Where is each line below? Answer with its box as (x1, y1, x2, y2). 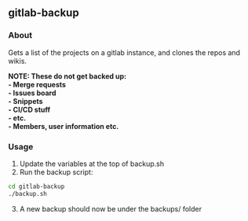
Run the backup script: (19, 167, 93, 176)
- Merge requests (8, 79, 67, 89)
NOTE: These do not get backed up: (8, 71, 127, 81)
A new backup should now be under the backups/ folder (19, 204, 202, 213)
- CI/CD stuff (8, 105, 51, 114)
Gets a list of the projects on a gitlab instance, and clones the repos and (8, 47, 241, 57)
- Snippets (8, 96, 43, 105)
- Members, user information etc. (8, 121, 119, 131)
